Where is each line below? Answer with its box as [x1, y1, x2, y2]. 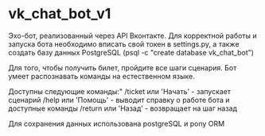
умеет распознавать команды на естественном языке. [8, 71, 195, 81]
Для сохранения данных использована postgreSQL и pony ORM [8, 119, 225, 128]
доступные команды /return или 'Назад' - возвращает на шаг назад [8, 104, 237, 113]
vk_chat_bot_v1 [8, 5, 111, 23]
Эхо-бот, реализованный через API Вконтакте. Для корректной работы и [8, 31, 257, 40]
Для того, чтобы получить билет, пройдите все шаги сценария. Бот [8, 62, 237, 72]
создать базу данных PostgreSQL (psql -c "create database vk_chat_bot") [8, 47, 255, 57]
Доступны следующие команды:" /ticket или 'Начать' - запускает [8, 86, 232, 96]
